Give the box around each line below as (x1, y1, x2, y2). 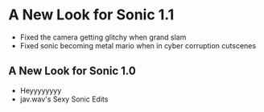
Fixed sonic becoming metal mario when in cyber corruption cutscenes (19, 40, 256, 50)
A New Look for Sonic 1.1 (8, 6, 175, 24)
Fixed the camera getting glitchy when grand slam (19, 32, 187, 42)
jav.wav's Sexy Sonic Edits (19, 94, 109, 104)
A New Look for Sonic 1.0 (8, 64, 137, 78)
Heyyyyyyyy (19, 85, 62, 95)
